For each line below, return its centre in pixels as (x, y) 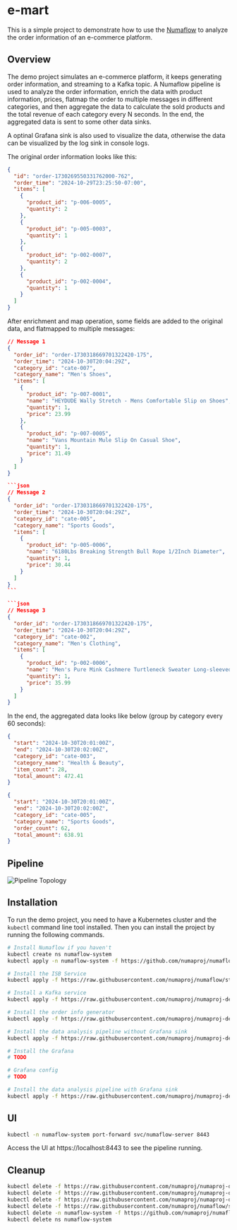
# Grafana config (33, 1070)
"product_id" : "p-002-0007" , (69, 255)
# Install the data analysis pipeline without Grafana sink (98, 1031)
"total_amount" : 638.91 (48, 835)
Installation (32, 903)
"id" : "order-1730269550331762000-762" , (74, 176)
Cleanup (26, 1170)
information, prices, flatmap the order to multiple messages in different (110, 99)
